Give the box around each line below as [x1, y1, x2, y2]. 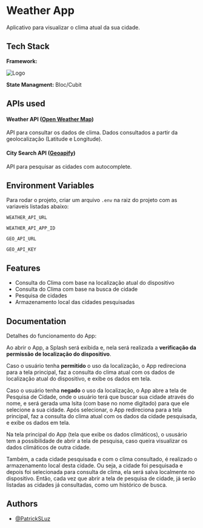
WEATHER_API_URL [6, 215, 47, 221]
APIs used [6, 98, 45, 109]
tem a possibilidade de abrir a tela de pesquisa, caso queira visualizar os [6, 437, 188, 444]
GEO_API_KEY [6, 246, 36, 252]
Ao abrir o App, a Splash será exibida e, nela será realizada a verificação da [6, 344, 197, 351]
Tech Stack [6, 41, 50, 52]
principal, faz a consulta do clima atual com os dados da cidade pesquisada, [6, 412, 198, 419]
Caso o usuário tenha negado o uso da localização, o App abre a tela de [6, 387, 187, 394]
